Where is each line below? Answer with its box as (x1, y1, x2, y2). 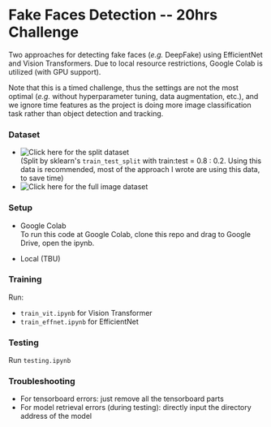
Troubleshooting (8, 376, 75, 387)
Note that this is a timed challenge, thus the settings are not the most (8, 83, 239, 93)
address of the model (19, 412, 92, 421)
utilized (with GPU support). (8, 67, 101, 76)
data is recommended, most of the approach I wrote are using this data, (19, 165, 260, 175)
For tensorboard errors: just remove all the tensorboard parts (19, 394, 225, 403)
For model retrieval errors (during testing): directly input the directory (19, 403, 252, 412)
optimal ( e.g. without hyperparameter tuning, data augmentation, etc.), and (8, 91, 259, 101)
